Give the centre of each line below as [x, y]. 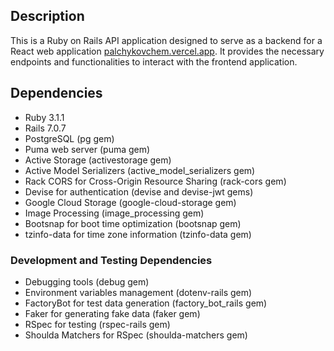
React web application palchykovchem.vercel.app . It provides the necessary [167, 51]
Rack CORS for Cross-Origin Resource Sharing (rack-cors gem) [155, 181]
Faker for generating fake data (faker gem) [112, 313]
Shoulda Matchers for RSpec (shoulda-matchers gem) [136, 335]
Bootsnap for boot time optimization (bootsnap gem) [133, 223]
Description [47, 16]
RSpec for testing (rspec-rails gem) [97, 324]
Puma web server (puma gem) [87, 149]
